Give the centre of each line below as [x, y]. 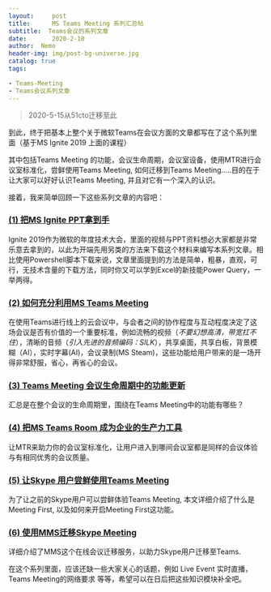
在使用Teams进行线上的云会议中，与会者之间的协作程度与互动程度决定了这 [133, 322]
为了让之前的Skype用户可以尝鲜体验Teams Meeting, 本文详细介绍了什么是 [131, 499]
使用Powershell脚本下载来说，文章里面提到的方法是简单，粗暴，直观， [133, 260]
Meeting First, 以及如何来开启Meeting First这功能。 [93, 509]
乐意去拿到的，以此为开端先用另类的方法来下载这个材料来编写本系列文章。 [132, 249]
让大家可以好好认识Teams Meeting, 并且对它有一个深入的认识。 [114, 180]
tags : [17, 69]
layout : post [38, 16]
